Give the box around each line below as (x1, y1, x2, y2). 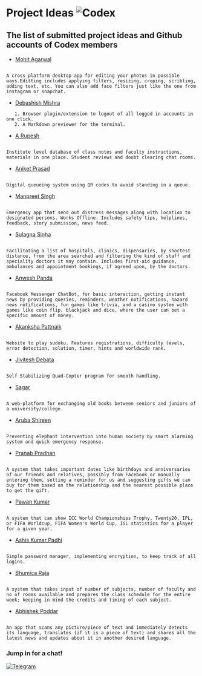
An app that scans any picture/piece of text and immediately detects (6, 625, 188, 631)
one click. (6, 116, 34, 122)
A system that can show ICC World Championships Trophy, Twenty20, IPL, (6, 515, 194, 521)
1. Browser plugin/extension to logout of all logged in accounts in (14, 111, 194, 117)
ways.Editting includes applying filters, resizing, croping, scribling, (6, 78, 197, 84)
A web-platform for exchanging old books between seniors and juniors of (6, 401, 197, 407)
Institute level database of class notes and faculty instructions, (6, 149, 183, 155)
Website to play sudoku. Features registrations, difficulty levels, (6, 340, 186, 346)
